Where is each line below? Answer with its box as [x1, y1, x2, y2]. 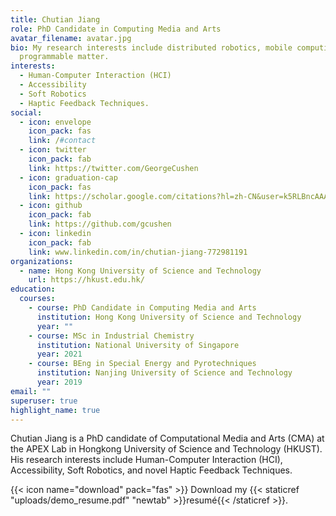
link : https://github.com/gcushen [28, 219, 172, 230]
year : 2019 [36, 377, 83, 387]
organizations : [10, 256, 74, 266]
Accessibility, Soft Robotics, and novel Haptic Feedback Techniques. [10, 464, 293, 476]
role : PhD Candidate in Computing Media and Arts [10, 24, 222, 34]
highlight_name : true [10, 405, 101, 415]
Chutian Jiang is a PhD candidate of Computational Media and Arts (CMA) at [10, 432, 325, 445]
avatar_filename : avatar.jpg [10, 33, 132, 43]
